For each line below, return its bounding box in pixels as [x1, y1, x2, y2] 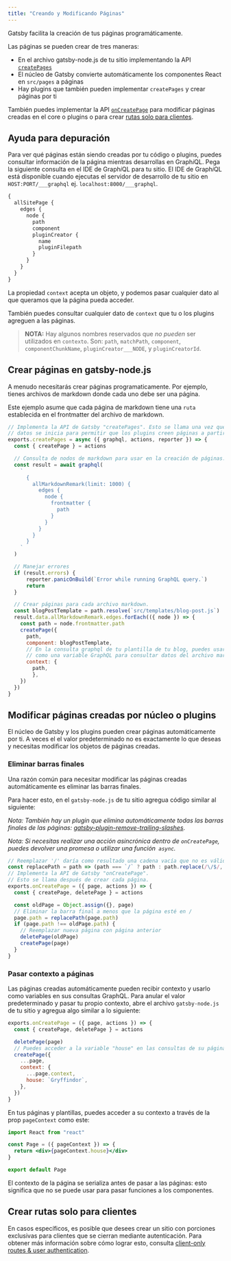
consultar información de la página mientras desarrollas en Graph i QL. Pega [8, 158, 220, 166]
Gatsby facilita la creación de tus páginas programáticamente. [8, 29, 184, 37]
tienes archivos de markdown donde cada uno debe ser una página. [8, 389, 201, 398]
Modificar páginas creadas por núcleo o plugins [8, 709, 217, 721]
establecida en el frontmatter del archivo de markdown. [8, 410, 165, 419]
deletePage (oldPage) [20, 934, 79, 940]
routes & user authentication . [8, 1246, 90, 1254]
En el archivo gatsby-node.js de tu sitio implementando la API [17, 56, 191, 64]
